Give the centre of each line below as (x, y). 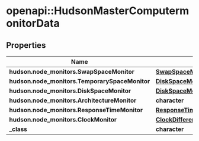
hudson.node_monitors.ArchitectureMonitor (73, 100)
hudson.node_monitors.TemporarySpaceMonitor (80, 81)
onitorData (33, 23)
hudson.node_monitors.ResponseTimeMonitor (76, 110)
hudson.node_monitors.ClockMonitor (63, 119)
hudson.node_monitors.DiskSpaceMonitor (70, 91)
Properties (26, 45)
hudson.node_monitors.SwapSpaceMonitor (72, 72)
